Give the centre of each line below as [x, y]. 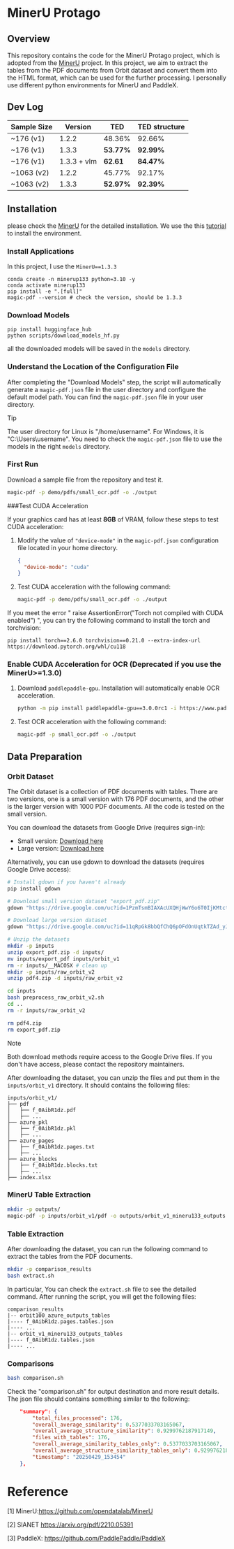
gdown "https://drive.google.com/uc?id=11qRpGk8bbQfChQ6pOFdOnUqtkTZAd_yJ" [119, 927]
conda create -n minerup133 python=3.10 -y [71, 279]
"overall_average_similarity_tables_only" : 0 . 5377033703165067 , [127, 1444]
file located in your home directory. [68, 547]
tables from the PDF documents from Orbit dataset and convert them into [112, 70]
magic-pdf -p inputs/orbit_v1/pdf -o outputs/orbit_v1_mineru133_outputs [117, 1216]
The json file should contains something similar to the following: [99, 1399]
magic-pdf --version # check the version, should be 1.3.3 [95, 297]
